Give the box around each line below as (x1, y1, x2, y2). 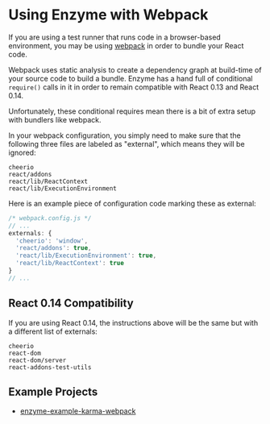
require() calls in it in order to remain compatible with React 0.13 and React (8, 82, 260, 92)
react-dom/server (8, 356, 67, 364)
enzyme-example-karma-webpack (19, 406, 136, 416)
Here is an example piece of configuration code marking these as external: (8, 198, 256, 208)
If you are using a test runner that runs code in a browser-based (8, 32, 222, 42)
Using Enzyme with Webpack (8, 6, 209, 24)
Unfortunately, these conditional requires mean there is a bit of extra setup (8, 106, 256, 116)
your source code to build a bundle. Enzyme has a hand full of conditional (8, 73, 253, 83)
